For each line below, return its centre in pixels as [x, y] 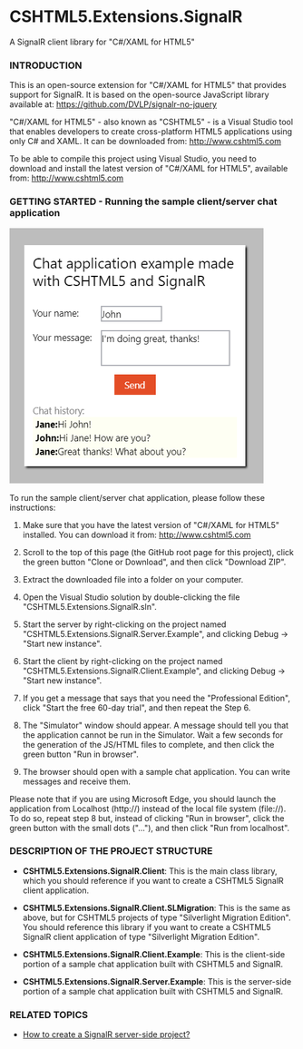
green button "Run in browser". [80, 754]
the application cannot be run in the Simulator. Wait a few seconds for [153, 735]
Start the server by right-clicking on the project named [124, 624]
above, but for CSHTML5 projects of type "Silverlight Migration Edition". [157, 917]
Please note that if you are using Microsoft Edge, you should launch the [143, 799]
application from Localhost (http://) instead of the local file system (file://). [148, 809]
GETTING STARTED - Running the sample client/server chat [143, 201]
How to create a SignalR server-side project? [106, 1034]
